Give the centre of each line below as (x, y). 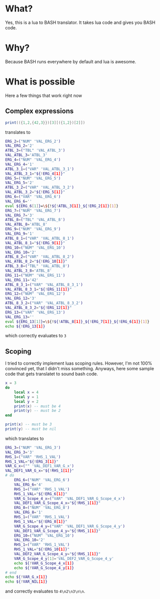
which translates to (25, 438)
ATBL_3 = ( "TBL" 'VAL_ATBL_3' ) (35, 150)
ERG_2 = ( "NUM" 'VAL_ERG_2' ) (33, 141)
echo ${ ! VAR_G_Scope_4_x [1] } (44, 563)
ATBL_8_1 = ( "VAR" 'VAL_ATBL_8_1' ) (40, 238)
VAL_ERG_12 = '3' (21, 299)
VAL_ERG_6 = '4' (28, 485)
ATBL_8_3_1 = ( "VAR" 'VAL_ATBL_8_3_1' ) (44, 285)
